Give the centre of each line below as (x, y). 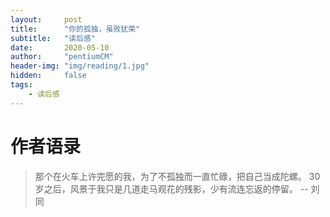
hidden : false (48, 76)
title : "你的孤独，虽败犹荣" (75, 29)
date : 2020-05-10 (60, 47)
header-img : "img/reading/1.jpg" (80, 66)
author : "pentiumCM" (62, 57)
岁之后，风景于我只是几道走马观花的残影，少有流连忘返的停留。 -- (171, 188)
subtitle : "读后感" (53, 38)
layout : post (46, 19)
